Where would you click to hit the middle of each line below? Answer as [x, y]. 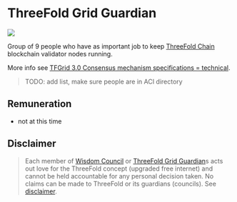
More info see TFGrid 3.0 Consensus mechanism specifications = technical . [119, 67]
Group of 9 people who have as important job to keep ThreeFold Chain [111, 46]
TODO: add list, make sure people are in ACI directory [104, 81]
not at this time [40, 121]
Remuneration [40, 104]
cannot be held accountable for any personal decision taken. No [119, 176]
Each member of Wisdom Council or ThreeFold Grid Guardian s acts [124, 161]
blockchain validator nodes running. [60, 54]
